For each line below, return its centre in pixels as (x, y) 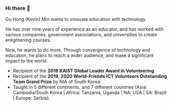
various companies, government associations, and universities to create (81, 35)
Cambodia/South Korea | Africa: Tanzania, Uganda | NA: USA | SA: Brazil (90, 93)
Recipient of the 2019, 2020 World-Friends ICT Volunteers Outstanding (90, 76)
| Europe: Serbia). (31, 98)
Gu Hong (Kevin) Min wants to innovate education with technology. (76, 19)
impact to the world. (26, 61)
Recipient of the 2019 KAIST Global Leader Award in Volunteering (83, 71)
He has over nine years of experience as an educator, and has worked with (84, 29)
